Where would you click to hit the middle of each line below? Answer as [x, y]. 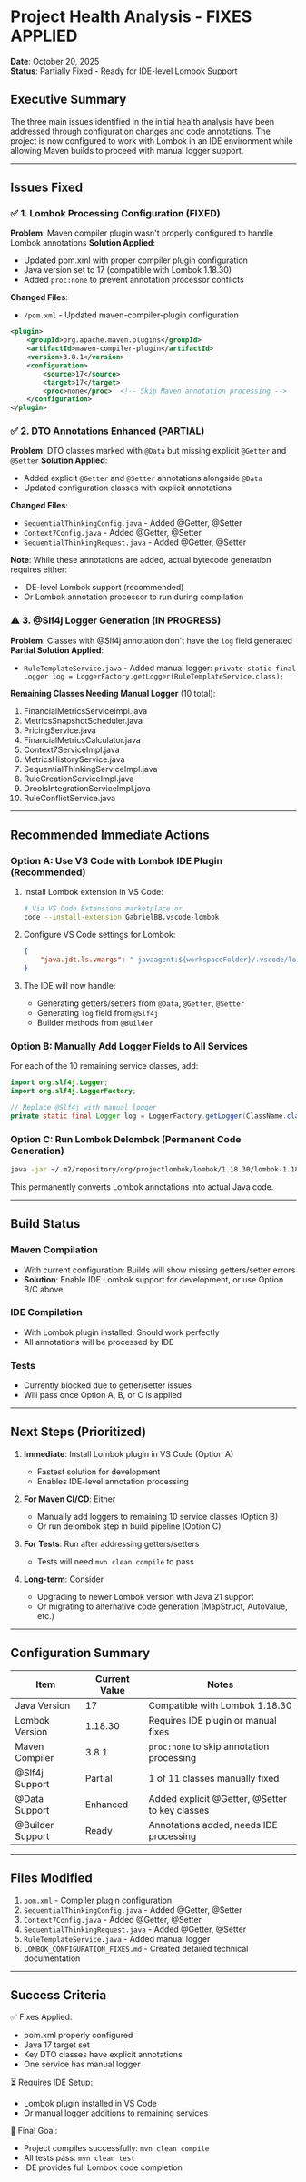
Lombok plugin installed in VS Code [90, 2104]
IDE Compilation [46, 1312]
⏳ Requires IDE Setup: [52, 2082]
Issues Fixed [47, 188]
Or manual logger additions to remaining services [116, 2113]
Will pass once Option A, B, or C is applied [103, 1395]
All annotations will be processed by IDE [99, 1342]
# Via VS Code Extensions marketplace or [103, 909]
